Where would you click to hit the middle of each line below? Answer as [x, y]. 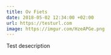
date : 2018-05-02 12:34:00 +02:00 [50, 18]
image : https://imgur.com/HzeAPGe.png [56, 29]
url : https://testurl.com [39, 23]
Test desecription [28, 46]
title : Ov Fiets [27, 12]
